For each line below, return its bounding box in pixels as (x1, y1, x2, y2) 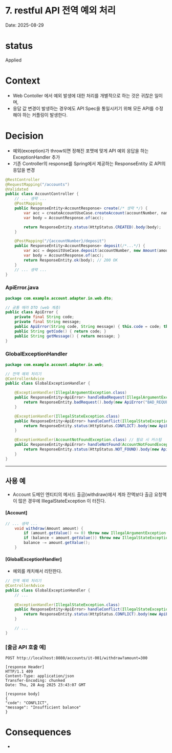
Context (5, 75, 40, 87)
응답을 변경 (12, 167, 35, 173)
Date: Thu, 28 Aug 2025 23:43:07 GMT (5, 683, 86, 688)
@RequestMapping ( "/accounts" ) (5, 182, 70, 187)
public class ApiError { (5, 310, 58, 315)
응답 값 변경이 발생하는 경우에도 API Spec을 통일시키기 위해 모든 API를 (12, 105, 154, 111)
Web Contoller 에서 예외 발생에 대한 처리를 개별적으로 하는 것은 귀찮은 (12, 92, 154, 98)
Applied (5, 57, 22, 63)
